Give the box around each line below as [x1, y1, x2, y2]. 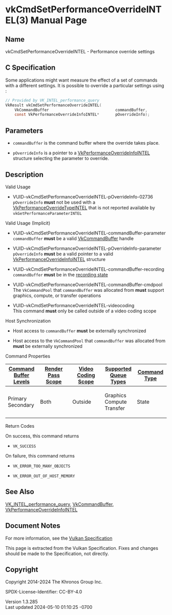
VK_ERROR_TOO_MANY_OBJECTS [12, 463, 71, 469]
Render [45, 365, 63, 372]
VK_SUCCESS [12, 444, 36, 449]
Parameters [5, 126, 44, 135]
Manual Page [30, 14, 87, 26]
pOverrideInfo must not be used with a [12, 199, 96, 205]
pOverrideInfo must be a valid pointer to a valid [12, 250, 114, 257]
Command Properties [5, 353, 50, 359]
